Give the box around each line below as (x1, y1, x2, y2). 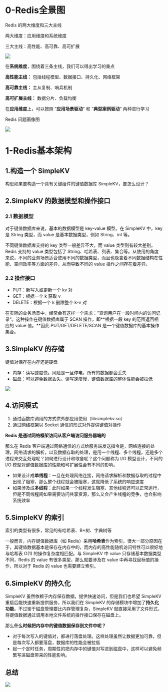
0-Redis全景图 (5, 4, 65, 16)
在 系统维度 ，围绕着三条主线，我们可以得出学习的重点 (5, 63, 115, 69)
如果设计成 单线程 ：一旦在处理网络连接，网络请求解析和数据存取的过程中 (12, 472, 161, 478)
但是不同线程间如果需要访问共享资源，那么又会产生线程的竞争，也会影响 (12, 491, 161, 497)
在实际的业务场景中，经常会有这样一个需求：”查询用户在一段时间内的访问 (5, 310, 156, 316)
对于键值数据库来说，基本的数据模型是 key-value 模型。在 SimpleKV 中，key (5, 225, 163, 231)
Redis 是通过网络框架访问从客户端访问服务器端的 (5, 432, 106, 438)
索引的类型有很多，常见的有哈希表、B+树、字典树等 (5, 528, 112, 534)
